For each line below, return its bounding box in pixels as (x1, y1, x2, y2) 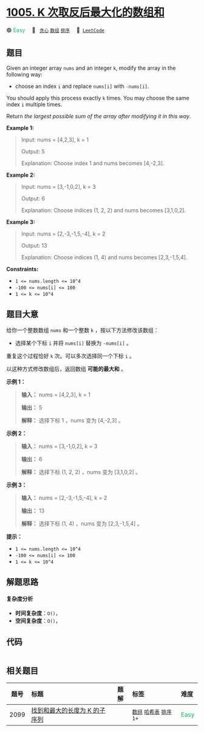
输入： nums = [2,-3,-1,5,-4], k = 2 (21, 494, 107, 501)
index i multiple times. (6, 101, 63, 108)
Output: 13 (21, 242, 47, 249)
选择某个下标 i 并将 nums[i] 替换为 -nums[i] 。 (15, 339, 132, 347)
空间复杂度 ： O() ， (15, 617, 61, 625)
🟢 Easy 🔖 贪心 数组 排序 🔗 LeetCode (6, 26, 105, 33)
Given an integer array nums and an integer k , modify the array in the (6, 64, 176, 72)
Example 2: (6, 171, 35, 178)
